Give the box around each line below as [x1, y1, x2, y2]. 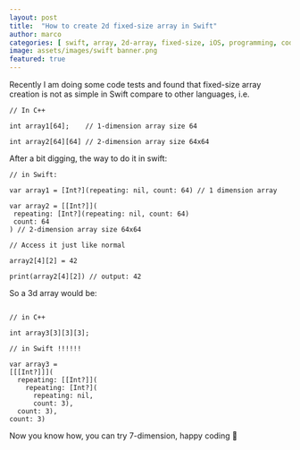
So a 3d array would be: [9, 288, 97, 298]
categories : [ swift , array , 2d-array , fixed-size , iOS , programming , [9, 38, 278, 47]
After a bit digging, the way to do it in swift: [9, 153, 168, 164]
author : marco [9, 30, 62, 38]
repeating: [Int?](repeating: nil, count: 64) [12, 209, 190, 218]
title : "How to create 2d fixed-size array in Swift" [9, 21, 218, 30]
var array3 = [9, 360, 58, 369]
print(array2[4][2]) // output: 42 [9, 272, 142, 281]
